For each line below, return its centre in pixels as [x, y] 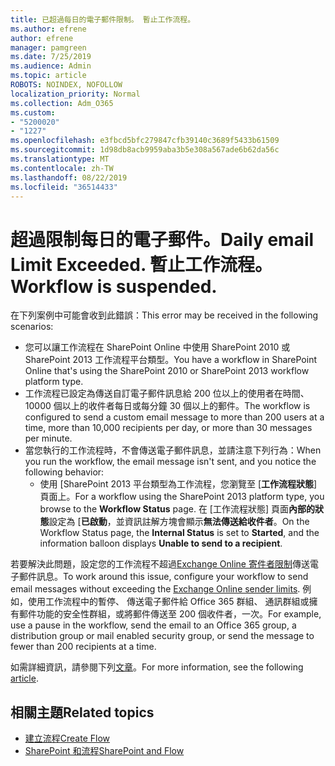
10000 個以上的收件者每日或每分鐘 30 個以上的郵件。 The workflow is [167, 406]
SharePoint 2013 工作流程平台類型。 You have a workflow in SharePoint [170, 360]
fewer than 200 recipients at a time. [83, 647]
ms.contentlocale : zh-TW [62, 168]
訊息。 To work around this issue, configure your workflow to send [172, 577]
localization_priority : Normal [75, 94]
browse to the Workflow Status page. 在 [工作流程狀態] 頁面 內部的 [177, 509]
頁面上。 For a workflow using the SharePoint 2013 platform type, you [182, 497]
